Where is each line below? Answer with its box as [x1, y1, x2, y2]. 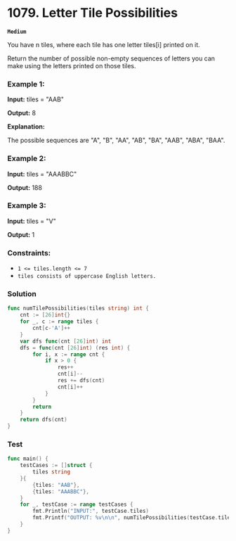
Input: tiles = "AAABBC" [7, 170, 77, 178]
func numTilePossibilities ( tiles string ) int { [7, 305, 150, 312]
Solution [7, 289, 37, 299]
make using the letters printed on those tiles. [7, 61, 136, 70]
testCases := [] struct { [20, 462, 93, 469]
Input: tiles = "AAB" [7, 95, 65, 103]
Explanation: [7, 122, 46, 131]
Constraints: [7, 248, 51, 257]
